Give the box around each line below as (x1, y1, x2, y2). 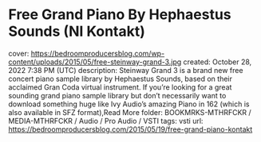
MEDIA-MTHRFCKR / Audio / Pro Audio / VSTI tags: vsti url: (8, 116, 204, 125)
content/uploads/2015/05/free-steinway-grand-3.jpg (8, 57, 182, 67)
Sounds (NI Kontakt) (8, 22, 146, 40)
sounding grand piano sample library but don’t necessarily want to (8, 90, 227, 100)
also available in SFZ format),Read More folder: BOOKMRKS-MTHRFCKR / (8, 107, 251, 117)
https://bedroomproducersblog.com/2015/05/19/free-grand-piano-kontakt (8, 125, 253, 134)
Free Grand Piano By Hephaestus (8, 6, 231, 24)
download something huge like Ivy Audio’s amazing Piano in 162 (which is (8, 99, 250, 109)
